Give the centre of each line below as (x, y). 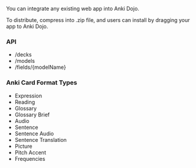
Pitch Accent (30, 152)
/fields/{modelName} (40, 67)
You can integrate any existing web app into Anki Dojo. (73, 9)
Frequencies (30, 159)
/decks (23, 55)
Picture (23, 146)
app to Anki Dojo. (27, 26)
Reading (25, 102)
